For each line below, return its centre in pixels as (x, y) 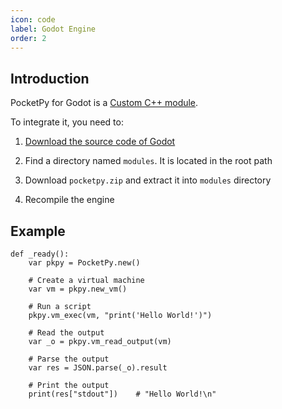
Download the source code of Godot (100, 142)
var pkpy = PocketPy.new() (84, 263)
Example (38, 231)
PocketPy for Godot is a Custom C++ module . (104, 103)
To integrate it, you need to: (67, 122)
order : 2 (28, 38)
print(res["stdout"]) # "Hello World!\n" (122, 394)
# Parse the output (69, 359)
